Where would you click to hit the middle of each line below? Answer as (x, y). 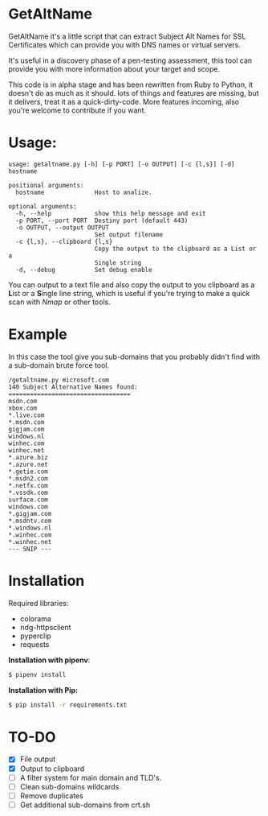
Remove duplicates (52, 795)
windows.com (28, 507)
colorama (36, 618)
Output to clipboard (52, 769)
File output (38, 759)
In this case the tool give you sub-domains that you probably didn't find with (134, 356)
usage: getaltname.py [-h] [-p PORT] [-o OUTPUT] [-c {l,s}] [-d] (122, 164)
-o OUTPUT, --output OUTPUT (63, 227)
